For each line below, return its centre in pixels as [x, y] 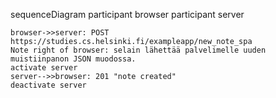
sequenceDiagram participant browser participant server [127, 14]
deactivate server [48, 85]
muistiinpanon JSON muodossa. [73, 59]
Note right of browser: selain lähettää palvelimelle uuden [138, 50]
